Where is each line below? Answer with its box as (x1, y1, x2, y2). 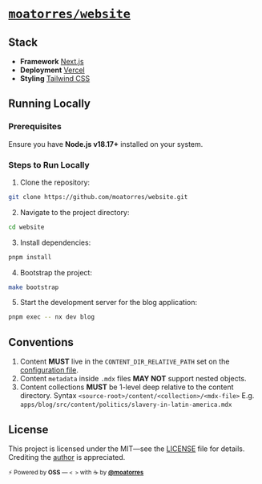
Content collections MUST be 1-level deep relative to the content (19, 382, 234, 392)
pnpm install (8, 253, 52, 261)
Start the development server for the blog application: (19, 298, 198, 307)
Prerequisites (8, 121, 62, 132)
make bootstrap (8, 283, 59, 291)
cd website (8, 223, 45, 231)
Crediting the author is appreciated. (8, 452, 126, 462)
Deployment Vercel (19, 65, 86, 75)
